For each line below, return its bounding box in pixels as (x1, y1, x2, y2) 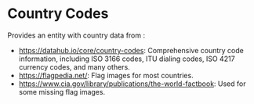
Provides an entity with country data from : (7, 30, 146, 40)
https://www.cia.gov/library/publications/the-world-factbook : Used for (18, 79, 246, 88)
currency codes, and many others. (18, 62, 130, 71)
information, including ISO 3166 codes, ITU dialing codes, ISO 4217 (18, 54, 236, 63)
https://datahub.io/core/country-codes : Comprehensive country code (18, 45, 244, 55)
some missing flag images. (18, 87, 106, 96)
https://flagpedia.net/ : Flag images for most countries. (18, 70, 194, 80)
